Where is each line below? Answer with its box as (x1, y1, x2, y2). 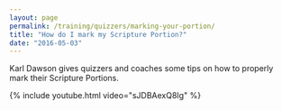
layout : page (9, 13, 59, 23)
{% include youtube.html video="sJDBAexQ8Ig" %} (9, 90, 201, 101)
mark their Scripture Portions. (9, 73, 120, 84)
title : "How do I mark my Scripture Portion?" (9, 30, 187, 39)
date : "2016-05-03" (9, 38, 83, 48)
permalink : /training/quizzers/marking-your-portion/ (9, 22, 216, 31)
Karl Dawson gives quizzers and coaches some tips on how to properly (9, 63, 274, 74)
